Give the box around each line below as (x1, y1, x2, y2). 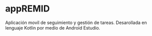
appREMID (5, 3, 50, 14)
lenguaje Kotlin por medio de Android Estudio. (5, 24, 101, 30)
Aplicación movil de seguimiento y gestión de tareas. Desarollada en (5, 19, 147, 25)
